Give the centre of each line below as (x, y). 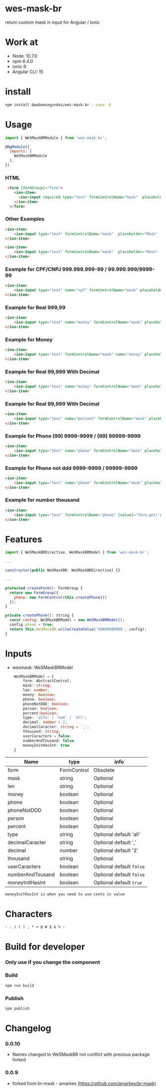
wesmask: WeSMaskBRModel (42, 667)
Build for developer (45, 946)
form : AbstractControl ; (47, 681)
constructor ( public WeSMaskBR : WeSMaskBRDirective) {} (63, 570)
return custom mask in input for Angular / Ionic (53, 22)
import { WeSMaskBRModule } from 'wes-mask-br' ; (56, 138)
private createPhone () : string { (40, 616)
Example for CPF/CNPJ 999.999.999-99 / (56, 269)
